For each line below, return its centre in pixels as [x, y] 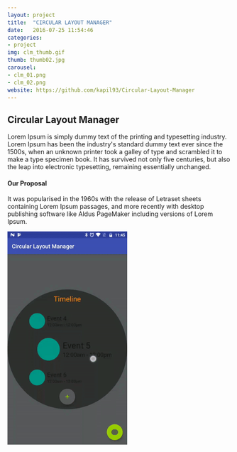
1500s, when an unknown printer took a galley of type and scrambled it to [115, 152]
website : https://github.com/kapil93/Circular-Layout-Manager [101, 90]
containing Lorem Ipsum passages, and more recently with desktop [106, 207]
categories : [25, 38]
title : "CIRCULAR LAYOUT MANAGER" [60, 22]
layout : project [31, 15]
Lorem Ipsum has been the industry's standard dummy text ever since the [115, 144]
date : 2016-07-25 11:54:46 [50, 30]
